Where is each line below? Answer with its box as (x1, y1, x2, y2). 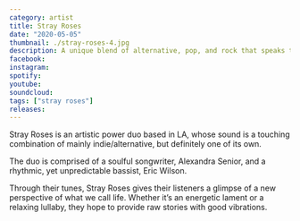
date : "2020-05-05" (9, 30, 82, 38)
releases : (9, 105, 46, 114)
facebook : (9, 55, 46, 64)
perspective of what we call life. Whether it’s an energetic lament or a (9, 192, 264, 203)
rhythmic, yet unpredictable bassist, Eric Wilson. (9, 166, 187, 176)
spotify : (9, 72, 42, 81)
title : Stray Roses (9, 21, 82, 30)
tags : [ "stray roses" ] (9, 96, 94, 106)
